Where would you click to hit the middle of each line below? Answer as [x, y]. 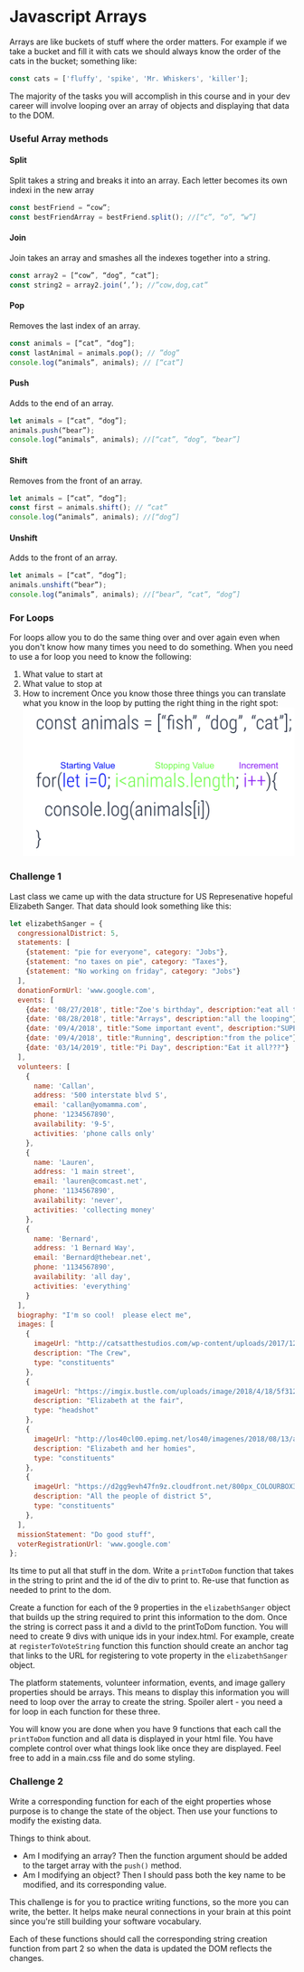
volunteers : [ [44, 1067]
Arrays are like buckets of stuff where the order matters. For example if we [148, 42]
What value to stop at [62, 684]
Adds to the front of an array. [63, 557]
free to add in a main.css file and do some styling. [102, 1758]
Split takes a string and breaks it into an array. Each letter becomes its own [148, 180]
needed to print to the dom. [60, 1590]
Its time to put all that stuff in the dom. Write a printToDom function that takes [152, 1571]
